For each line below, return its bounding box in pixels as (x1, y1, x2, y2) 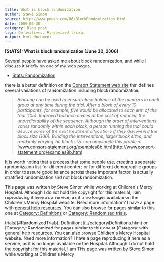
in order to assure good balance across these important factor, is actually (5, 169, 153, 175)
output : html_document (5, 35, 52, 40)
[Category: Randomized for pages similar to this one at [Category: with (5, 225, 148, 230)
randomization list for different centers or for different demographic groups (5, 164, 157, 170)
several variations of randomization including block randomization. (5, 87, 140, 93)
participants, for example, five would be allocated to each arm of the (17, 107, 157, 113)
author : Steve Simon (5, 12, 48, 17)
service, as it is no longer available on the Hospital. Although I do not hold (5, 240, 154, 246)
